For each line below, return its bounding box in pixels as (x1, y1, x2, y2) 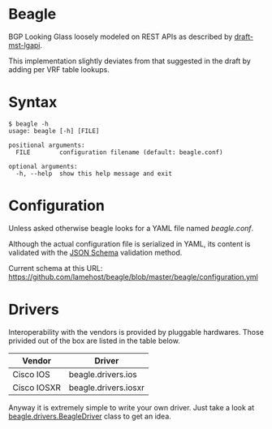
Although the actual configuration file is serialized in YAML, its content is (8, 238, 251, 248)
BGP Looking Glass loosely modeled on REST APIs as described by (8, 32, 233, 41)
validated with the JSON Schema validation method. (8, 247, 183, 257)
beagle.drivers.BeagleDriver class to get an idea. (8, 411, 172, 421)
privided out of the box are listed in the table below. (8, 336, 180, 345)
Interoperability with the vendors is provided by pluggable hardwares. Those (8, 327, 264, 337)
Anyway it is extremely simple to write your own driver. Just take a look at (8, 402, 255, 412)
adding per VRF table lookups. (8, 64, 110, 74)
